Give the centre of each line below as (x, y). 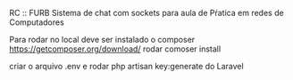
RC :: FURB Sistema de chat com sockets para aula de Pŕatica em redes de (146, 13)
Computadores (37, 22)
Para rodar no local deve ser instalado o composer (102, 40)
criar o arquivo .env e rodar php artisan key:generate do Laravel (126, 66)
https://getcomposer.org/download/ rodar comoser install (115, 49)
